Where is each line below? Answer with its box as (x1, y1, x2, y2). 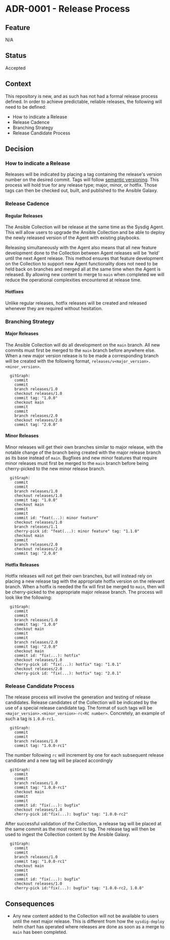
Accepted (5, 64, 26, 71)
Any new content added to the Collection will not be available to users (12, 913, 159, 919)
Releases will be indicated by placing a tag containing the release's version (5, 171, 162, 178)
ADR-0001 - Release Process (5, 3, 130, 15)
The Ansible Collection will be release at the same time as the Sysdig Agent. (5, 224, 164, 230)
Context (5, 80, 31, 88)
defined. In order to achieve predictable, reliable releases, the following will (5, 98, 162, 105)
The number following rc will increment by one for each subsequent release (5, 752, 164, 758)
